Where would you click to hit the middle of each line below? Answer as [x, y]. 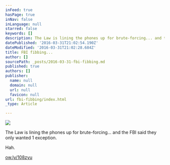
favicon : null [25, 95]
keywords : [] [19, 33]
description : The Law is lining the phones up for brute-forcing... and [83, 38]
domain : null [24, 85]
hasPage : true [20, 15]
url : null [20, 90]
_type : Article [21, 104]
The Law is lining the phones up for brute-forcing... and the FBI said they [81, 133]
